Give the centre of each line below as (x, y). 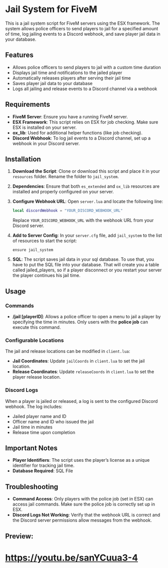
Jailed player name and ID (39, 416)
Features (19, 55)
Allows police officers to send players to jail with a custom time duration (87, 67)
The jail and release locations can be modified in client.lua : (68, 351)
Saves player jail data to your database (52, 83)
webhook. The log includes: (34, 406)
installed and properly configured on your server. (63, 192)
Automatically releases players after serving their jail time (72, 78)
